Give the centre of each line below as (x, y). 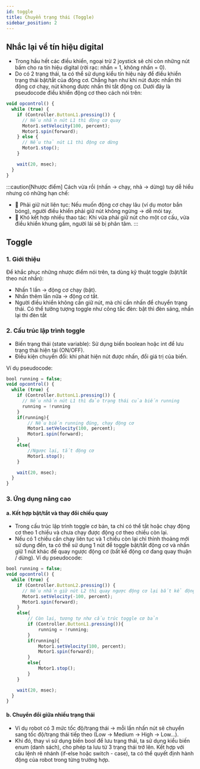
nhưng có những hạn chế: (38, 193)
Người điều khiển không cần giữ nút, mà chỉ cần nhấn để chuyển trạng (101, 303)
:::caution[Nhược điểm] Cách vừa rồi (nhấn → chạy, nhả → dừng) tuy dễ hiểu (100, 187)
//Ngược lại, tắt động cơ (61, 451)
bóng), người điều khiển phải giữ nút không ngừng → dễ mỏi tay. (93, 211)
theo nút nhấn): (25, 279)
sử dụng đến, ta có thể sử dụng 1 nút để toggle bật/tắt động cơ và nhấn (102, 545)
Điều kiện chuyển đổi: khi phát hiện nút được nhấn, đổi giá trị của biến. (101, 356)
